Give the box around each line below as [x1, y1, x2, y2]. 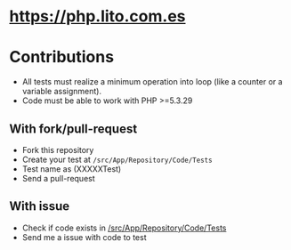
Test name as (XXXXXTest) [21, 163, 122, 174]
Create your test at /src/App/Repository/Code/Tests [21, 154, 213, 165]
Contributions [9, 47, 114, 68]
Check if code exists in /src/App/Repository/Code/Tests [21, 222, 227, 233]
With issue [9, 198, 70, 214]
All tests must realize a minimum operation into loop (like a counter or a [21, 77, 283, 87]
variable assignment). [21, 86, 102, 97]
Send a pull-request [21, 173, 95, 183]
